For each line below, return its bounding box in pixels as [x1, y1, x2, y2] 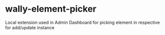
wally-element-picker [5, 3, 97, 15]
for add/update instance [5, 24, 55, 30]
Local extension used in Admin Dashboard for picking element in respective [5, 19, 160, 25]
